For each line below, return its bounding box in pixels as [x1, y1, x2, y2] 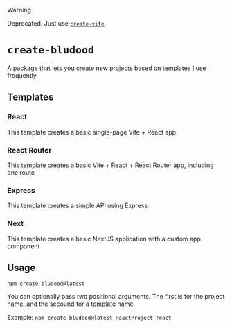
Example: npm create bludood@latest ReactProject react [7, 313, 172, 322]
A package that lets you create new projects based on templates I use [7, 64, 206, 72]
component [7, 242, 40, 250]
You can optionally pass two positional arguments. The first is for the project [7, 293, 225, 301]
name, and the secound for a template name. [7, 300, 136, 308]
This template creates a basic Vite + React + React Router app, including [7, 161, 214, 169]
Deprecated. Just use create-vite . [7, 19, 106, 27]
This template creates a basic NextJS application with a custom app [7, 234, 201, 243]
